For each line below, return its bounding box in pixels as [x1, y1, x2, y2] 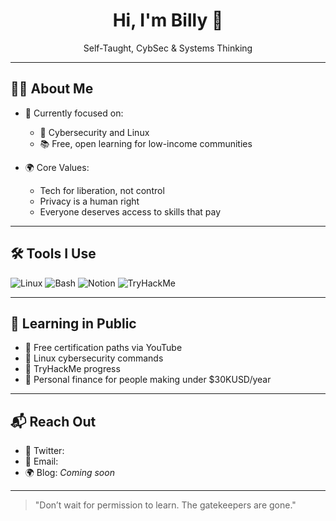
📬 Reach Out [10, 413, 97, 430]
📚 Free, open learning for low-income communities [39, 137, 253, 149]
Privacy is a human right [39, 195, 140, 207]
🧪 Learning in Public [10, 315, 137, 332]
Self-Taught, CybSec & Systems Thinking [83, 42, 253, 54]
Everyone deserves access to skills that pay [39, 205, 222, 218]
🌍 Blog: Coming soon [24, 467, 115, 479]
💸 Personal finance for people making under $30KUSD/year [24, 374, 272, 386]
